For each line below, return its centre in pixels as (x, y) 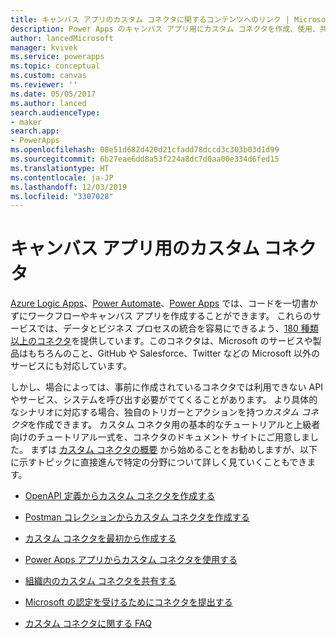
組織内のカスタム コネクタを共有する (100, 581)
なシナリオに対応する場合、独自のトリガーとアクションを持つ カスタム (155, 412)
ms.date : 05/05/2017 (53, 94)
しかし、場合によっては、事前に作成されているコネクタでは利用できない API (166, 387)
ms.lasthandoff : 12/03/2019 (69, 187)
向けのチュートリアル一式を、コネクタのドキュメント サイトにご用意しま (160, 437)
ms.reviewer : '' (44, 85)
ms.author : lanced (48, 103)
